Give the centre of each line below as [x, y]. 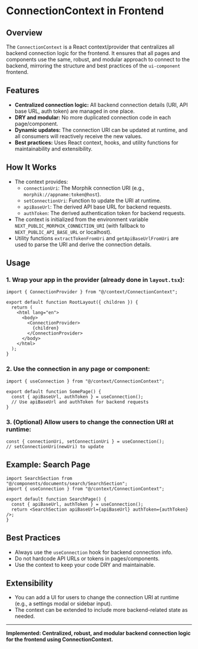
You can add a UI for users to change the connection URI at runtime [97, 598]
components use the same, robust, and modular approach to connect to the [98, 59]
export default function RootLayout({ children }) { [72, 303]
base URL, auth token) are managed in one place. [75, 111]
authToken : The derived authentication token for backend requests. [104, 213]
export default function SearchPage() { [57, 499]
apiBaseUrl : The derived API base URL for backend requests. [98, 207]
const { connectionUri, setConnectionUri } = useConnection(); [85, 442]
